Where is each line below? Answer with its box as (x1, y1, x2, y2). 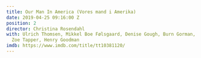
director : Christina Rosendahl (6, 25, 85, 32)
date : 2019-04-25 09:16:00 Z (6, 14, 80, 21)
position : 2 (6, 20, 36, 26)
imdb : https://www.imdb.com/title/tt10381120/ (6, 43, 126, 49)
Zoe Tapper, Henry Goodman (11, 37, 80, 43)
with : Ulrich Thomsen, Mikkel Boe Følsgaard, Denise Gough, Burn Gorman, (6, 31, 196, 37)
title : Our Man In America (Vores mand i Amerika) (6, 8, 136, 15)
